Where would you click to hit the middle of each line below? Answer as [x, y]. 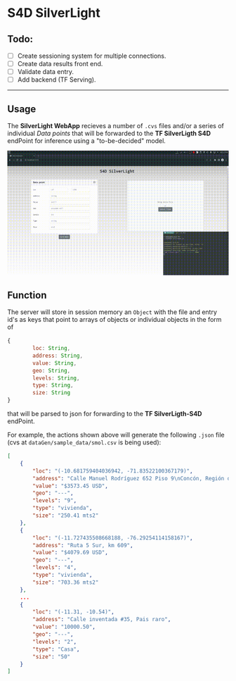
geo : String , [52, 370]
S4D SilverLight [54, 13]
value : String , [55, 363]
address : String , [58, 356]
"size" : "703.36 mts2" [66, 582]
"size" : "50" [52, 656]
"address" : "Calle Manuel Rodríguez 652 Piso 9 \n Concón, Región [129, 478]
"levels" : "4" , [55, 568]
